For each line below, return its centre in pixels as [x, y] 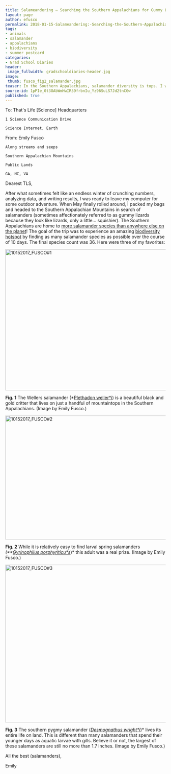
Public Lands [19, 165]
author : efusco [21, 19]
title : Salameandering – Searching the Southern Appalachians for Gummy [84, 10]
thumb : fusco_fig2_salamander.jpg [44, 81]
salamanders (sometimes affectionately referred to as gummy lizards [77, 215]
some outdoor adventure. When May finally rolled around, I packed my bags [85, 204]
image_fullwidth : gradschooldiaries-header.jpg [59, 72]
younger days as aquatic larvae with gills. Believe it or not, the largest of [81, 741]
